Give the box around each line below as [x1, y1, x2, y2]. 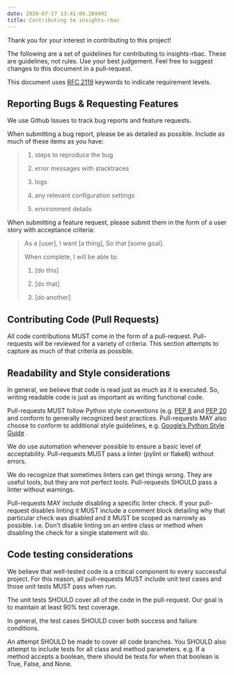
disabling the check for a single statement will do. [7, 528, 150, 537]
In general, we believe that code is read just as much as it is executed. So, [7, 385, 219, 394]
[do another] [34, 294, 71, 302]
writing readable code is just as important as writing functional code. [7, 393, 204, 401]
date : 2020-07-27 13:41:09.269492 [7, 10, 108, 17]
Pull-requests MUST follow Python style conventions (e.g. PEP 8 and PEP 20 [7, 406, 227, 415]
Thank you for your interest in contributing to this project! [7, 36, 172, 44]
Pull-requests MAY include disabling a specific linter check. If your [7, 499, 198, 507]
